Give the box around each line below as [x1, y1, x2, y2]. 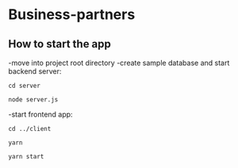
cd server [8, 82, 41, 90]
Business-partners [8, 6, 136, 24]
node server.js [8, 96, 59, 104]
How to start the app [8, 37, 111, 51]
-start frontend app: [8, 109, 73, 119]
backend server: [8, 67, 62, 76]
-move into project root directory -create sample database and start [8, 58, 230, 67]
